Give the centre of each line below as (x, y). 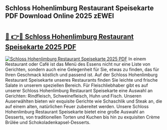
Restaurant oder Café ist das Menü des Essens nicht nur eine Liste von (78, 64)
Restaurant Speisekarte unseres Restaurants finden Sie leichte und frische (82, 80)
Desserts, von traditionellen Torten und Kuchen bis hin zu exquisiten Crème (83, 117)
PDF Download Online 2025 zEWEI (60, 16)
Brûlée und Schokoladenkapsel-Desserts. (48, 122)
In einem (137, 59)
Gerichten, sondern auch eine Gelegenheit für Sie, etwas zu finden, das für (82, 69)
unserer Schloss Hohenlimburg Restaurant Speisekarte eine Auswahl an (79, 91)
